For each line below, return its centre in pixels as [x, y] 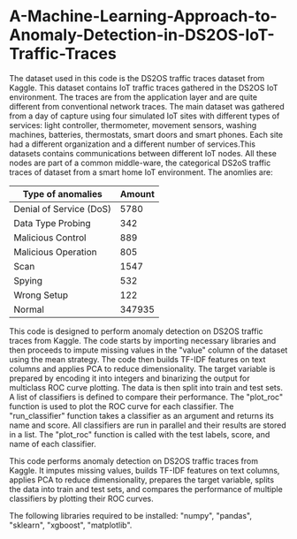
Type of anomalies [63, 194]
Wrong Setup [41, 295]
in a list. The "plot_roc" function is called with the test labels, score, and [140, 434]
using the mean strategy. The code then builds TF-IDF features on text [137, 359]
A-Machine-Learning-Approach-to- [143, 16]
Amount [137, 194]
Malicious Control [50, 238]
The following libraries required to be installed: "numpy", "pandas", [131, 515]
